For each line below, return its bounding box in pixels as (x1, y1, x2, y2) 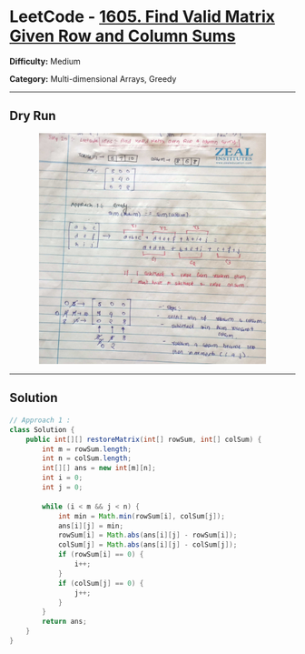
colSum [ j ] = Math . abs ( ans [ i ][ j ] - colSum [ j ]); (57, 540, 238, 549)
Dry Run (9, 108, 56, 124)
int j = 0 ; (42, 483, 84, 492)
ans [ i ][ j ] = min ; (57, 521, 124, 530)
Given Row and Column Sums (9, 25, 236, 46)
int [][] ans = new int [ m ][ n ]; (42, 464, 156, 473)
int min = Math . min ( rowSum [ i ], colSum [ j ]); (57, 511, 225, 520)
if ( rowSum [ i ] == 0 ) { (57, 550, 144, 559)
